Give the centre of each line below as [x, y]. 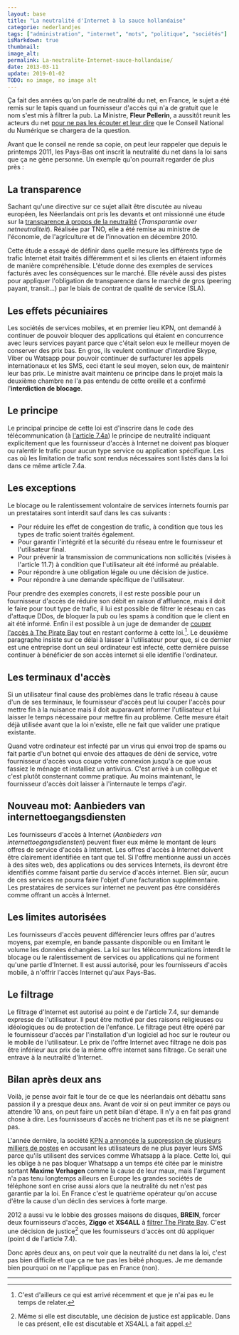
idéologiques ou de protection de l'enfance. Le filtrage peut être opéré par [116, 1027]
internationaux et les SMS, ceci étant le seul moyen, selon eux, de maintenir [118, 366]
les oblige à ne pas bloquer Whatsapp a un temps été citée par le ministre [115, 1163]
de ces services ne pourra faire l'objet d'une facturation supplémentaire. [113, 880]
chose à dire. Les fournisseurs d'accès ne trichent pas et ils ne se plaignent [118, 1119]
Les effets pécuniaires [58, 311]
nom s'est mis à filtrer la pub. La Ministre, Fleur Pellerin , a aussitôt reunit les [119, 115]
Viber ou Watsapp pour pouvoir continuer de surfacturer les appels [106, 358]
